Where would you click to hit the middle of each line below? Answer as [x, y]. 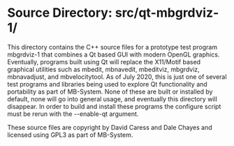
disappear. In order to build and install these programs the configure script [114, 106]
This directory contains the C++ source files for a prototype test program [112, 47]
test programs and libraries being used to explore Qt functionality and [107, 84]
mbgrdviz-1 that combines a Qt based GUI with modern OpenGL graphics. [114, 54]
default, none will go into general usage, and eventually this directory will [112, 98]
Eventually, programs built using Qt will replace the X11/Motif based [104, 61]
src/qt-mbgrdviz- [167, 13]
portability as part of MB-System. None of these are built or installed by [110, 92]
